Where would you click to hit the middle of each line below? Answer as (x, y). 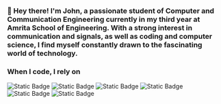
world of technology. (42, 53)
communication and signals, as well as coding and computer (110, 36)
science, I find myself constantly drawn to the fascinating (105, 45)
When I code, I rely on (44, 71)
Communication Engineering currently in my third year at (104, 19)
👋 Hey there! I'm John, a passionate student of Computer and (110, 11)
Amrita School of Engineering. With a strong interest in (100, 28)
